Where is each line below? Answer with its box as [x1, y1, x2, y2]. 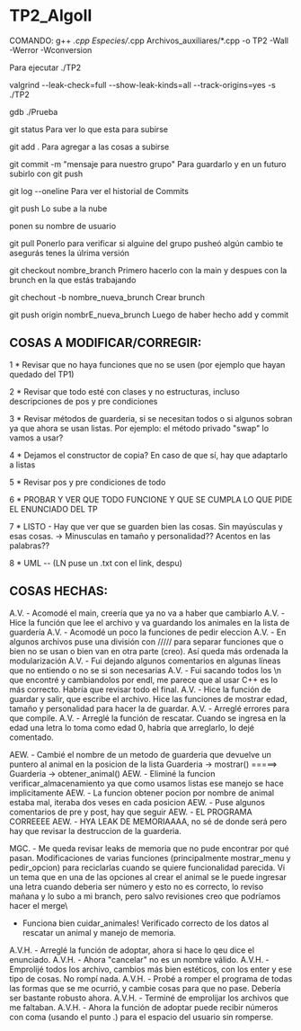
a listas [9, 459, 36, 470]
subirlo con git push [9, 168, 84, 179]
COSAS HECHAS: [9, 583, 109, 599]
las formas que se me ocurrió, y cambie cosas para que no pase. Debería [9, 982, 281, 993]
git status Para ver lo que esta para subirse [9, 123, 169, 135]
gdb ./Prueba [9, 106, 58, 117]
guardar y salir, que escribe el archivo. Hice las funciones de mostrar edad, [9, 693, 288, 704]
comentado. [9, 732, 54, 742]
